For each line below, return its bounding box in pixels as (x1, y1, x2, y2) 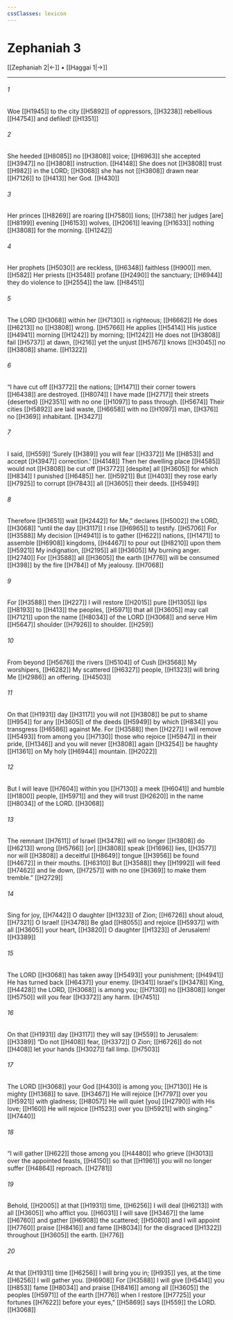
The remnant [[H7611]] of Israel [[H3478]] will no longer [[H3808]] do (7, 836, 205, 845)
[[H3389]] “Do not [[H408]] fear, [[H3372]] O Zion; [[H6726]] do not (7, 1037, 202, 1046)
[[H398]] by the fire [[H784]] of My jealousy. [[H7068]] (7, 561, 164, 570)
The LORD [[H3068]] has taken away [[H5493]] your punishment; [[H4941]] (7, 971, 224, 979)
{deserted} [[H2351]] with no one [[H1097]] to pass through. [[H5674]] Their (7, 397, 225, 406)
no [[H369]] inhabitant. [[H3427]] (7, 412, 103, 420)
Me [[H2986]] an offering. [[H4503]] (7, 673, 112, 681)
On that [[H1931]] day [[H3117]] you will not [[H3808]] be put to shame (7, 710, 208, 718)
